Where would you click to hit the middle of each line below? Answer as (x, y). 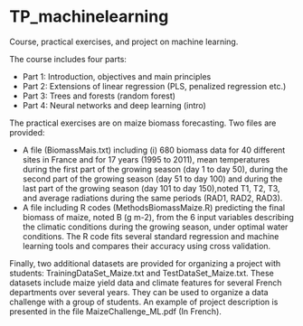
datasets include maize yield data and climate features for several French (146, 283)
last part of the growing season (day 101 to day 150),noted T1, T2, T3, (151, 188)
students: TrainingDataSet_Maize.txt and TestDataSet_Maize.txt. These (142, 273)
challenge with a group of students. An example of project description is (144, 302)
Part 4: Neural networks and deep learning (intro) (114, 105)
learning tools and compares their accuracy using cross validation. (147, 246)
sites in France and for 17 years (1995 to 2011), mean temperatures (146, 159)
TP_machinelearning (89, 17)
